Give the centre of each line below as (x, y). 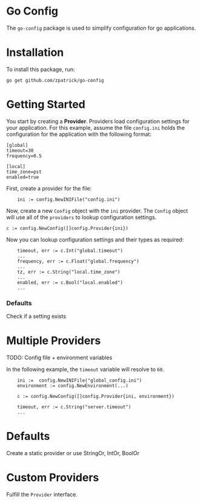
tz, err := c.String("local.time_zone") (69, 272)
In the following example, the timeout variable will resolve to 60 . (85, 370)
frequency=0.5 (24, 156)
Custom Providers (53, 478)
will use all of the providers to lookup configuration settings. (81, 217)
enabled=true (23, 177)
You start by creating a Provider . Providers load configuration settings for (98, 121)
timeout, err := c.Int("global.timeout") (70, 251)
